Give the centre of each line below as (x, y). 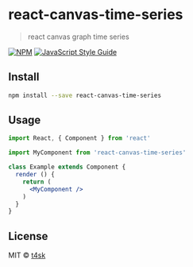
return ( (37, 182)
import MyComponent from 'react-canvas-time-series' (97, 153)
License (28, 236)
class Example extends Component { (67, 167)
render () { (35, 175)
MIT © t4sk (27, 255)
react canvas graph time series (78, 37)
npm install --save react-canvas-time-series (85, 95)
